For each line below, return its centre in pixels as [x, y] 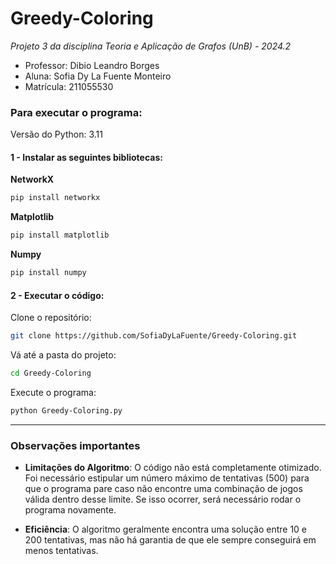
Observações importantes [75, 445]
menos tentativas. [61, 551]
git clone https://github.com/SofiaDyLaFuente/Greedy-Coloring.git [154, 336]
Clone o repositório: [51, 318]
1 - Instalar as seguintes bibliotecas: [86, 157]
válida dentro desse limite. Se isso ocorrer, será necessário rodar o [163, 499]
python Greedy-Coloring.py [66, 411]
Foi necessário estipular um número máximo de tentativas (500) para [167, 478]
